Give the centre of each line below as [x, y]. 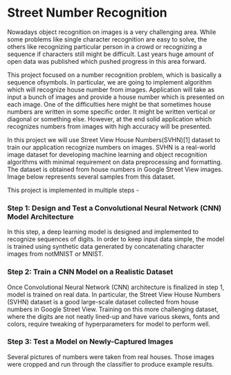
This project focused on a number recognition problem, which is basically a [114, 75]
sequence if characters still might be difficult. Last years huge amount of [111, 54]
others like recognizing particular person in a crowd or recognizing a [105, 46]
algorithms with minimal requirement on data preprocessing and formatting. [115, 162]
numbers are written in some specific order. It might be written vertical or [111, 112]
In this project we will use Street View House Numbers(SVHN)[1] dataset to [114, 139]
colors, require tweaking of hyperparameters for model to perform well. [109, 324]
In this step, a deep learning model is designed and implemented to [103, 232]
